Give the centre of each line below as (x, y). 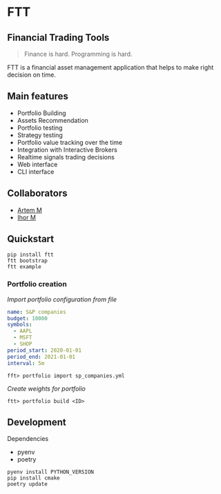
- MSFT (23, 338)
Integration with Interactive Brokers (67, 150)
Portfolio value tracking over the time (70, 142)
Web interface (37, 164)
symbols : (20, 325)
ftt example (24, 267)
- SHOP (23, 344)
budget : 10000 (28, 318)
